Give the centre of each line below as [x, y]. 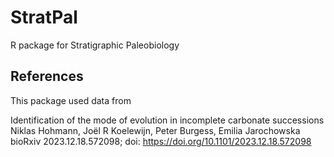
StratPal [44, 17]
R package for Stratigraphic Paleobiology [95, 45]
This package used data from [71, 100]
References [47, 76]
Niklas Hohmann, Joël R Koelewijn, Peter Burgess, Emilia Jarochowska [155, 130]
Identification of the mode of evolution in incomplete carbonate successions [167, 120]
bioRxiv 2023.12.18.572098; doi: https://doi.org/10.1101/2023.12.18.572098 [161, 141]
